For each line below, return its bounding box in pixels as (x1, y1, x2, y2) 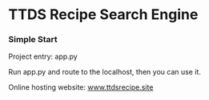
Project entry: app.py (8, 52, 78, 61)
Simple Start (8, 34, 58, 45)
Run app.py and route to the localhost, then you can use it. (8, 67, 202, 77)
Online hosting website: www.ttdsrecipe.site (8, 83, 154, 92)
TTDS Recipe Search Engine (8, 6, 199, 24)
